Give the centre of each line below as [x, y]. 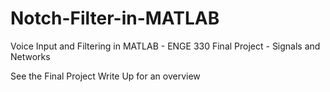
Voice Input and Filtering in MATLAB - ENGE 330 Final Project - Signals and [165, 46]
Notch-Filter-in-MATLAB [115, 18]
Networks [30, 56]
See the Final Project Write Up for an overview [105, 76]
